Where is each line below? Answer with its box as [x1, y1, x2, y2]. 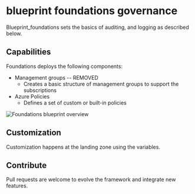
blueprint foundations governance [6, 4, 178, 18]
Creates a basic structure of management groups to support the [23, 80, 179, 87]
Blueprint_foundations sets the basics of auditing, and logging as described [6, 24, 190, 31]
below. [6, 29, 22, 37]
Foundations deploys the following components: [6, 63, 123, 70]
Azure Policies [14, 93, 50, 100]
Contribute [6, 160, 47, 170]
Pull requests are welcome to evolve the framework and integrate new [6, 176, 176, 183]
